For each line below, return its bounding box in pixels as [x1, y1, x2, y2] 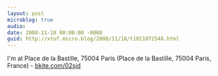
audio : [7, 23, 26, 29]
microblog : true [7, 16, 53, 23]
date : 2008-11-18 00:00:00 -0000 [7, 29, 103, 36]
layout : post [7, 10, 45, 17]
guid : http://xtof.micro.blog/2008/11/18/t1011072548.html [7, 36, 180, 42]
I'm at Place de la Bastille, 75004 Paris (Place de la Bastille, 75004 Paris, [7, 54, 211, 62]
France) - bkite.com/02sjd [7, 62, 81, 70]
